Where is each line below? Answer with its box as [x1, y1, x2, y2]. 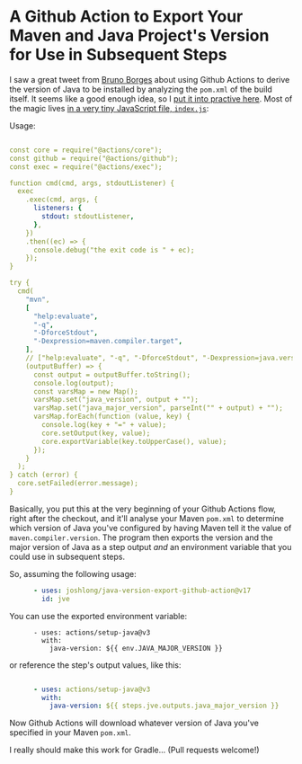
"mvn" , [25, 295, 50, 304]
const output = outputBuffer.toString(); [32, 370, 191, 379]
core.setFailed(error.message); [17, 479, 139, 488]
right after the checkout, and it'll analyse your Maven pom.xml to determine [9, 512, 285, 523]
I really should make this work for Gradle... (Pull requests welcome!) [9, 744, 260, 756]
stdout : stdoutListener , [41, 212, 135, 221]
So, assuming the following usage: [9, 568, 137, 579]
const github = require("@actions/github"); [9, 154, 179, 163]
